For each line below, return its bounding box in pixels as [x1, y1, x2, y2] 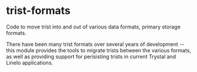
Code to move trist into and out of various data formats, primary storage [6, 23, 181, 30]
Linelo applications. [6, 59, 54, 66]
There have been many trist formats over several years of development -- [6, 41, 185, 48]
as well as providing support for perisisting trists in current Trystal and [6, 53, 176, 60]
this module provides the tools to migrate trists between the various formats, [6, 46, 192, 53]
